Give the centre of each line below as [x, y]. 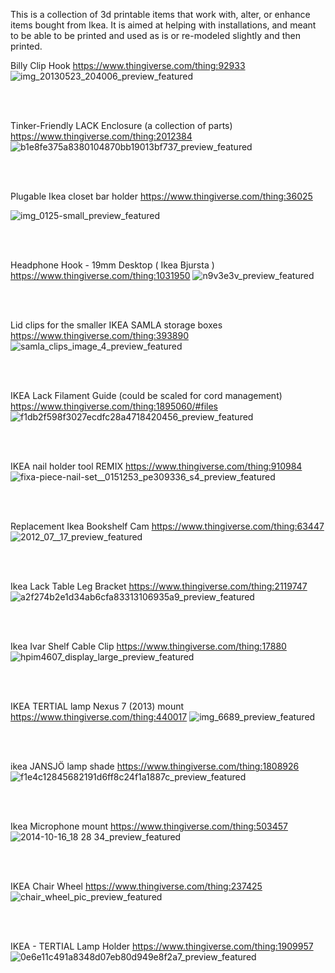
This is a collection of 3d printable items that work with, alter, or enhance [160, 14]
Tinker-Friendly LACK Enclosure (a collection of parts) [121, 125]
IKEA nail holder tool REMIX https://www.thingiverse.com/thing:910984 [156, 466]
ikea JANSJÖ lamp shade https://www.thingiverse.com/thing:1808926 [155, 766]
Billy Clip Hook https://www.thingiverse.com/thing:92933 [128, 65]
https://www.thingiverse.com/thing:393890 [99, 335]
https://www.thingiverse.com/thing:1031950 [100, 275]
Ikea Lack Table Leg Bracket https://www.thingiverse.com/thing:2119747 [159, 586]
